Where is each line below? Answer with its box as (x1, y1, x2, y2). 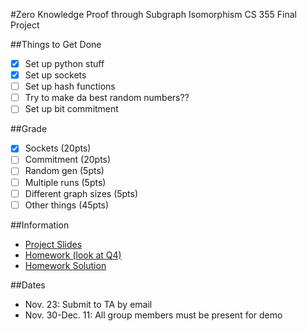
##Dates (10, 279, 46, 291)
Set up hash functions (24, 80, 116, 93)
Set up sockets (24, 69, 87, 81)
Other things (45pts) (24, 199, 110, 211)
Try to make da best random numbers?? (24, 92, 190, 104)
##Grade (10, 123, 48, 135)
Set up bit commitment (24, 103, 119, 115)
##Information (10, 219, 70, 231)
